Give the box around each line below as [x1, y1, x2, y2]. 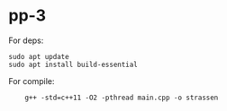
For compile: [8, 75, 55, 86]
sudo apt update [8, 52, 69, 61]
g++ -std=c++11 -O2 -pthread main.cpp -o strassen [24, 93, 219, 102]
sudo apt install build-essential [8, 60, 139, 69]
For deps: [8, 35, 44, 46]
